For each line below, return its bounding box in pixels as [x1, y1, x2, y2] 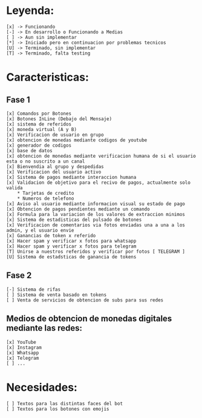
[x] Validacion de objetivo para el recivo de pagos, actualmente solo [6, 180, 191, 186]
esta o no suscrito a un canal [6, 158, 85, 164]
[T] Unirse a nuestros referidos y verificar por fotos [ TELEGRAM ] [6, 248, 186, 255]
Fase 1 [6, 95, 30, 105]
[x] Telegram [6, 355, 39, 361]
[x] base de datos [6, 147, 53, 153]
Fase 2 [6, 271, 32, 281]
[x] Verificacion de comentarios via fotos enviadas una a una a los [6, 222, 186, 228]
